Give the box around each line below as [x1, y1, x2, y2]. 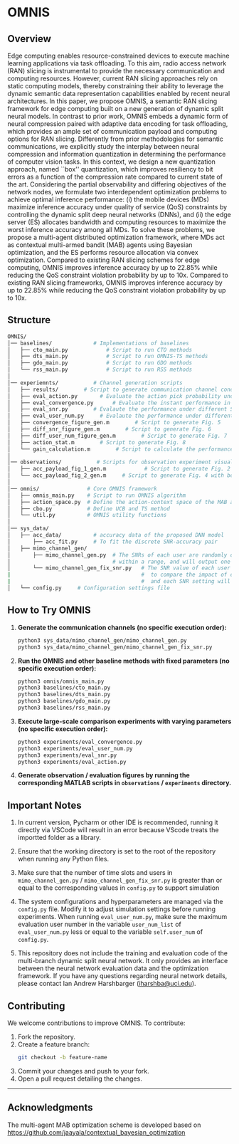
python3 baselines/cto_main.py [17, 684, 111, 691]
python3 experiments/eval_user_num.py [17, 745, 133, 752]
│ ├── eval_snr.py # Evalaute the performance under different [7, 406, 228, 413]
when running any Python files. [17, 855, 109, 864]
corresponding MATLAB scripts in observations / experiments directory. [17, 779, 232, 787]
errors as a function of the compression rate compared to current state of [7, 172, 223, 181]
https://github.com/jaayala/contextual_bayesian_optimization [7, 1128, 186, 1136]
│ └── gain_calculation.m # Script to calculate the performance [7, 446, 234, 453]
